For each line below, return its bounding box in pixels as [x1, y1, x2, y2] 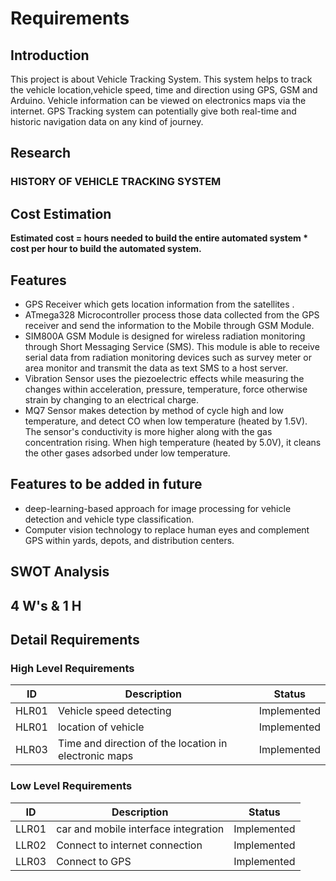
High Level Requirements [10, 661, 135, 675]
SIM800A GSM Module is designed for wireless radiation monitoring [24, 330, 306, 342]
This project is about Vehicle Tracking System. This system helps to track [10, 73, 313, 85]
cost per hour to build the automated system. [10, 243, 202, 255]
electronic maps [57, 749, 134, 763]
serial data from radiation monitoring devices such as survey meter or [24, 351, 312, 363]
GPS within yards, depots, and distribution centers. [24, 534, 235, 546]
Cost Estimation [10, 205, 112, 222]
